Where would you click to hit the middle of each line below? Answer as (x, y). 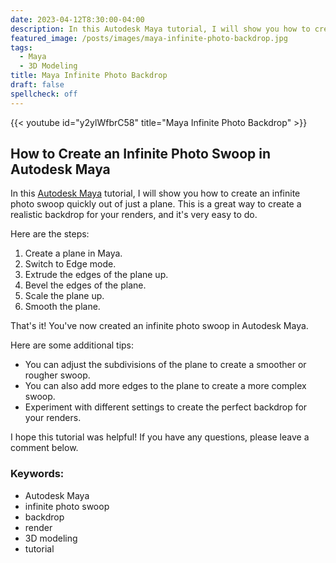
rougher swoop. (57, 375)
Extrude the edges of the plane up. (96, 275)
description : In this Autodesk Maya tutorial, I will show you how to (160, 29)
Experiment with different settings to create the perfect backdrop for (166, 407)
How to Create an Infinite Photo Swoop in (141, 154)
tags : (21, 47)
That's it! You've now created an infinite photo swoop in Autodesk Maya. (159, 326)
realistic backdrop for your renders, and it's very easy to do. (134, 215)
